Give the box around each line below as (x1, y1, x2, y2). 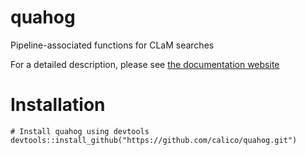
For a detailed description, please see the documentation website (10, 58, 280, 70)
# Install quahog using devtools (10, 126, 150, 136)
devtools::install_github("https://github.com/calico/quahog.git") (10, 135, 298, 145)
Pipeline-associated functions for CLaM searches (10, 39, 215, 51)
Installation (10, 94, 106, 116)
